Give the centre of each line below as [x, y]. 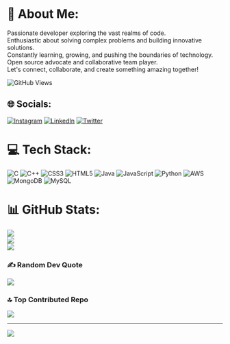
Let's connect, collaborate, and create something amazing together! [103, 69]
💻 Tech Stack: [49, 149]
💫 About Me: [43, 14]
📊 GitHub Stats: [54, 209]
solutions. [21, 47]
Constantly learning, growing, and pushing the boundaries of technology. [110, 55]
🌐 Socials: [29, 105]
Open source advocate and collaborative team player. [82, 62]
